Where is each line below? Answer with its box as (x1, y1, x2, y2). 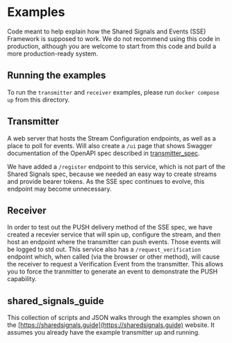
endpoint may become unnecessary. (7, 184, 112, 193)
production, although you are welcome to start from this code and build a (7, 42, 217, 50)
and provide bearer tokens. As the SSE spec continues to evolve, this (7, 177, 205, 185)
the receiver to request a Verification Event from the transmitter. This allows (7, 260, 224, 269)
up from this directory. (7, 95, 70, 104)
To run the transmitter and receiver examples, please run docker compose (7, 88, 220, 96)
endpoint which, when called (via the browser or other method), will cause (7, 253, 220, 261)
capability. (7, 275, 37, 283)
